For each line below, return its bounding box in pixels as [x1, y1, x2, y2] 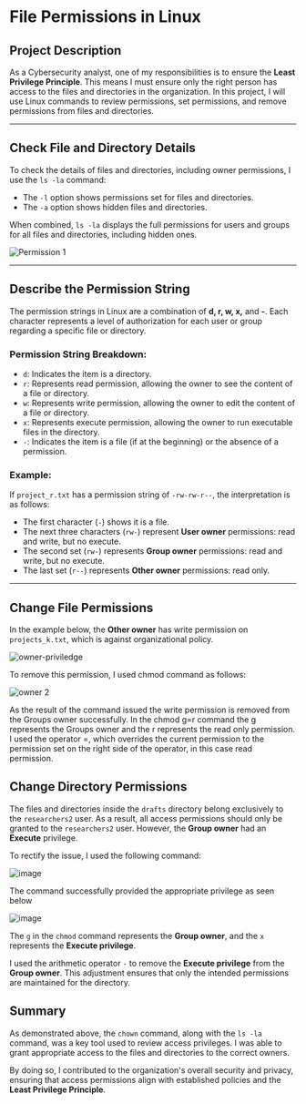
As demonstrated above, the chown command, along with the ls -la [9, 1027, 262, 1038]
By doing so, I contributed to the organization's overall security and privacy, [9, 1064, 294, 1076]
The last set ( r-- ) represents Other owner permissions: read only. [22, 565, 270, 576]
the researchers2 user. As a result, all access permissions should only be [9, 813, 283, 823]
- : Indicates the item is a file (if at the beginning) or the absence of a [22, 435, 280, 447]
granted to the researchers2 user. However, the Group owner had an [9, 823, 267, 833]
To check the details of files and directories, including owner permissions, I [9, 164, 291, 175]
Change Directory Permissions [9, 779, 188, 794]
